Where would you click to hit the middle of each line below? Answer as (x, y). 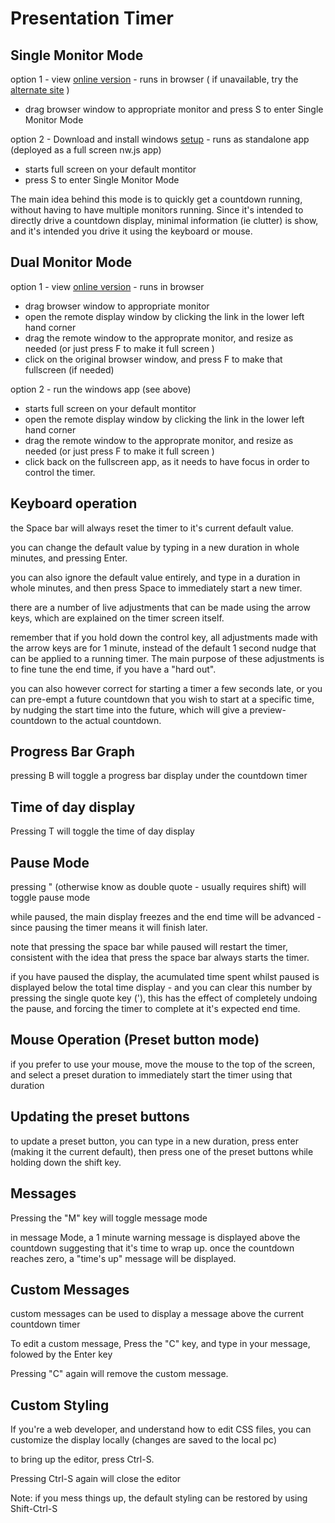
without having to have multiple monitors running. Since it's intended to (157, 210)
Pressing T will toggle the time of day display (102, 831)
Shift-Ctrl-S (34, 1509)
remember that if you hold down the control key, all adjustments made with (164, 637)
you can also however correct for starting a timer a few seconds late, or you (166, 688)
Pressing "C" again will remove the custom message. (119, 1374)
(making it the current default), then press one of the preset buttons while (162, 1151)
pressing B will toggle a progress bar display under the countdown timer (159, 776)
